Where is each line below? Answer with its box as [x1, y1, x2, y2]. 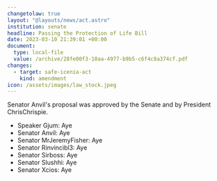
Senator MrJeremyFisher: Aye [17, 136, 103, 145]
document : [7, 42, 36, 49]
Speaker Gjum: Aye [17, 121, 73, 129]
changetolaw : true [7, 10, 61, 17]
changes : [7, 62, 33, 69]
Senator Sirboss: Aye [17, 151, 78, 159]
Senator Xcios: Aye [17, 166, 72, 174]
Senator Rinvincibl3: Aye [17, 143, 88, 152]
